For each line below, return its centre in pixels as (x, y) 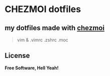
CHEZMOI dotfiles (43, 9)
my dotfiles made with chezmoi (55, 28)
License (17, 56)
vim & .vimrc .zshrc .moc (42, 40)
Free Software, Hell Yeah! (32, 68)
